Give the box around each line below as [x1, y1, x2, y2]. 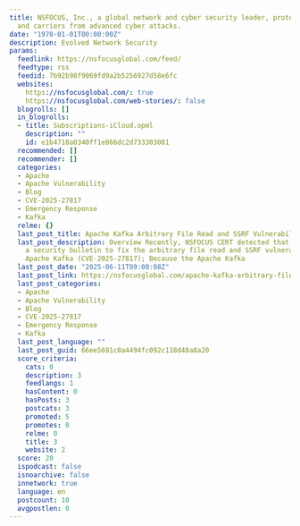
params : [9, 47, 38, 55]
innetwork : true [17, 479, 78, 488]
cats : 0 [25, 362, 54, 371]
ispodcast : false [17, 462, 82, 471]
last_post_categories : [17, 279, 102, 288]
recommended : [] [17, 146, 78, 155]
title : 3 [25, 437, 58, 446]
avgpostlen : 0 [17, 504, 70, 513]
